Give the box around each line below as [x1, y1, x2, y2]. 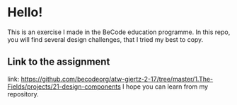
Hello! [7, 4, 43, 21]
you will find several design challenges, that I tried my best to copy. [7, 35, 204, 43]
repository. [7, 89, 39, 98]
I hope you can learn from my [122, 82, 209, 91]
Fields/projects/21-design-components [7, 82, 122, 91]
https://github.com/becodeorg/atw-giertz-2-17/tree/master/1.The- [21, 74, 214, 83]
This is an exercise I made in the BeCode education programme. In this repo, [7, 28, 231, 36]
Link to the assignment [7, 56, 110, 68]
